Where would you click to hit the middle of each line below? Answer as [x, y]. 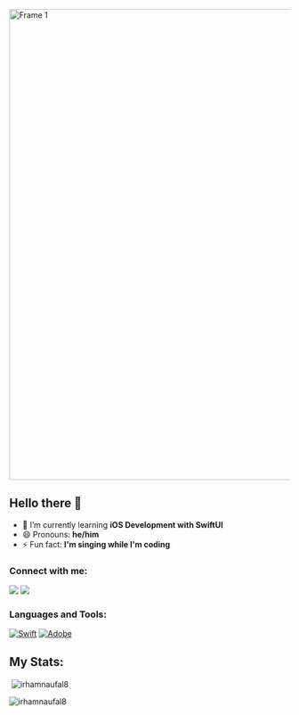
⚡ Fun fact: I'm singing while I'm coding [96, 544]
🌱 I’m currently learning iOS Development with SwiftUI [123, 524]
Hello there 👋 [46, 503]
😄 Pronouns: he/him [61, 534]
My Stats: [36, 662]
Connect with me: [48, 571]
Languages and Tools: [58, 614]
